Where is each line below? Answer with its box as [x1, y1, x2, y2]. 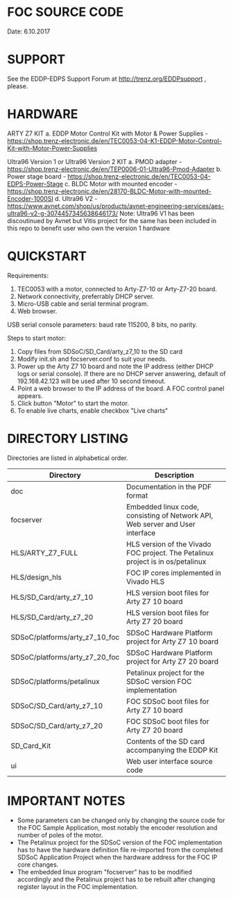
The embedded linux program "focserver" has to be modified [17, 867, 193, 876]
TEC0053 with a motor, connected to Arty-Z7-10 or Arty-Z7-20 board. [17, 284, 217, 293]
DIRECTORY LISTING [7, 430, 128, 446]
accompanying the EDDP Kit [126, 745, 218, 755]
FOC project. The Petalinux [126, 548, 214, 557]
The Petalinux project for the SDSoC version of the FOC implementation [17, 838, 223, 847]
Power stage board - [7, 172, 67, 181]
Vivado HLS [126, 576, 165, 586]
